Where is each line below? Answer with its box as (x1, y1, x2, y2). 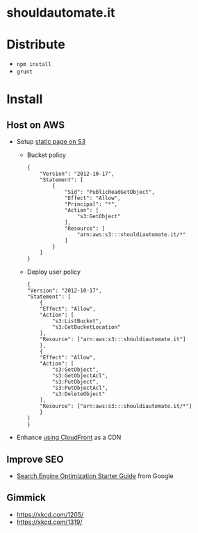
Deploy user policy (26, 268, 81, 276)
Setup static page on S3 (16, 138, 86, 146)
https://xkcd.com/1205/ (16, 510, 84, 518)
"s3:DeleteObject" (51, 391, 106, 397)
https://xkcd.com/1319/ (16, 518, 83, 526)
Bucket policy (26, 151, 67, 159)
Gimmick (6, 492, 47, 504)
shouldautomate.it (6, 5, 115, 21)
